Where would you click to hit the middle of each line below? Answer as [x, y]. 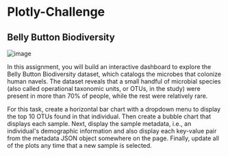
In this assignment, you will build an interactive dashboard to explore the [109, 67]
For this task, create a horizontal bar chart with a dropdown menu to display [114, 109]
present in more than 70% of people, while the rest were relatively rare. [107, 96]
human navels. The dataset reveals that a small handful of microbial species [114, 81]
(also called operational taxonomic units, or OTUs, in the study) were [104, 89]
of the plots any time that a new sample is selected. [79, 145]
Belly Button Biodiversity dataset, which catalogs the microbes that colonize [114, 74]
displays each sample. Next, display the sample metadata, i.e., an [99, 123]
